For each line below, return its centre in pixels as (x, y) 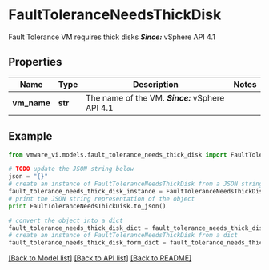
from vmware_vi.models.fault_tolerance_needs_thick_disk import (118, 155)
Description (156, 84)
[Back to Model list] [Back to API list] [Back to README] (100, 258)
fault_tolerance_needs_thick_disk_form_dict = (87, 243)
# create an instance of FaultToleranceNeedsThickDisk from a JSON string (136, 184)
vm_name (31, 103)
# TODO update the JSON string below (71, 169)
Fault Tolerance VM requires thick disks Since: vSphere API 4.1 (112, 37)
